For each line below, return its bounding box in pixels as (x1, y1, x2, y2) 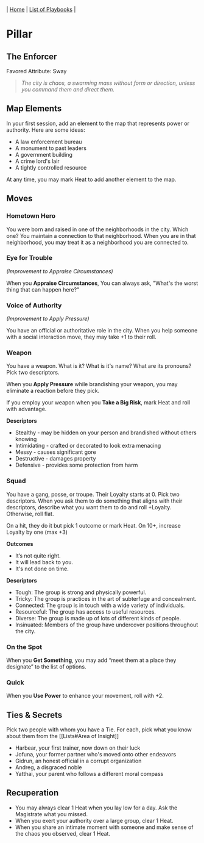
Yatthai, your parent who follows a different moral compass (15, 770, 164, 778)
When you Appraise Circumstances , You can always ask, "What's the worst (6, 279, 199, 287)
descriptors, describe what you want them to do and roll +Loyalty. (6, 503, 172, 511)
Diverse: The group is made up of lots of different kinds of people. (15, 614, 181, 622)
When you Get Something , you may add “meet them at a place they (6, 656, 177, 664)
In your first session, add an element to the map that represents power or (6, 120, 190, 127)
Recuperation (6, 787, 59, 798)
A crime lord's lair (15, 157, 60, 165)
